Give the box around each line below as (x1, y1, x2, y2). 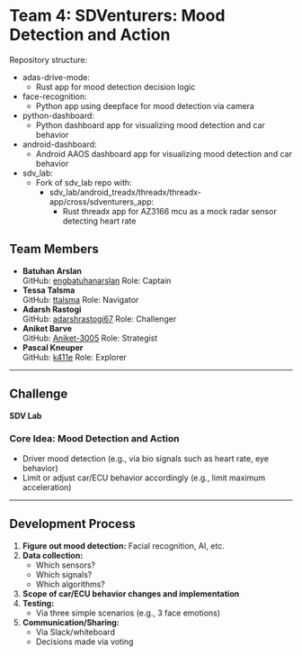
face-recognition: (22, 91, 87, 102)
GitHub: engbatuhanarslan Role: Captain (22, 275, 172, 286)
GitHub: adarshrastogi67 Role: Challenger (22, 313, 177, 324)
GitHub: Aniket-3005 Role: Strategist (22, 333, 158, 343)
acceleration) (22, 481, 72, 492)
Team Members (9, 241, 99, 257)
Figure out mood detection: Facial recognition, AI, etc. (22, 540, 225, 551)
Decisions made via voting (35, 636, 134, 647)
